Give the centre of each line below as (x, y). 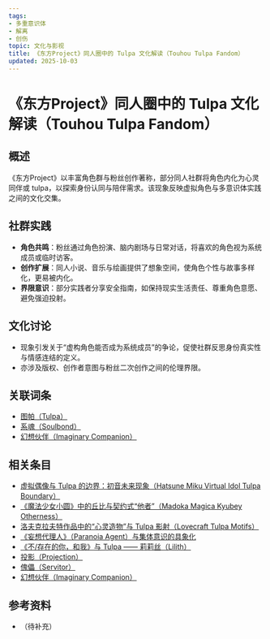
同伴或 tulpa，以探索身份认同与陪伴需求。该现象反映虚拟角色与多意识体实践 (135, 188)
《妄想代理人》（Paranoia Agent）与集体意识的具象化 (108, 537)
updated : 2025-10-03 (43, 62)
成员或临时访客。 (49, 257)
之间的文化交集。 (37, 198)
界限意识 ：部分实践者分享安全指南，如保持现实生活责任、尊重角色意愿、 (141, 287)
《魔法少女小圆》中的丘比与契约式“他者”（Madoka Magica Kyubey (131, 506)
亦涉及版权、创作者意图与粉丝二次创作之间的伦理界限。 (112, 367)
